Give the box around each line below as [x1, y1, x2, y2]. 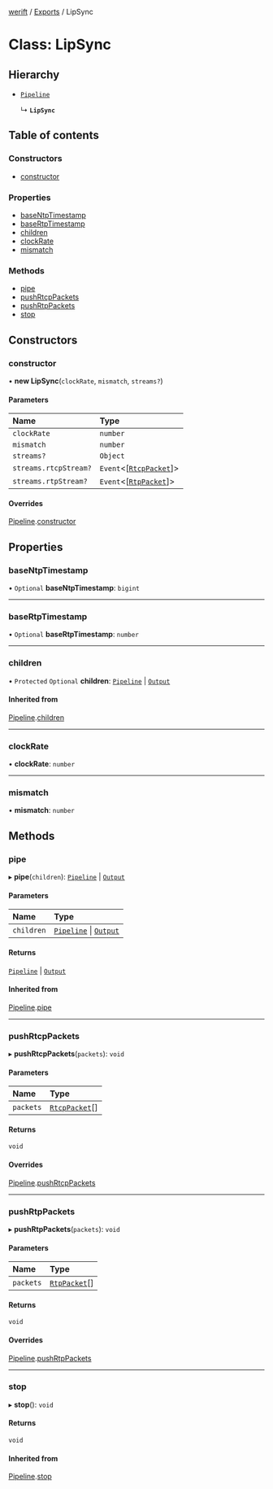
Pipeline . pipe [8, 1002, 53, 1012]
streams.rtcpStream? [12, 464, 92, 473]
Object [99, 452, 125, 461]
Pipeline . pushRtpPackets [8, 1353, 92, 1363]
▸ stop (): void [8, 1399, 54, 1409]
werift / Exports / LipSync [8, 7, 93, 16]
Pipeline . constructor [8, 517, 76, 526]
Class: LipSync [8, 36, 112, 54]
